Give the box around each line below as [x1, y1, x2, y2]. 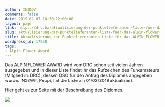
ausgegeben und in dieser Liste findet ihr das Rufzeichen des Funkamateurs [5, 67, 160, 73]
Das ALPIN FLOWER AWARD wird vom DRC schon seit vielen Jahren [5, 62, 143, 68]
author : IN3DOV [5, 7, 36, 12]
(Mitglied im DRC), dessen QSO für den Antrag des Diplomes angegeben [5, 72, 152, 78]
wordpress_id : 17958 [5, 39, 48, 44]
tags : [5, 44, 16, 49]
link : [5, 26, 16, 30]
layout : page [5, 21, 32, 26]
